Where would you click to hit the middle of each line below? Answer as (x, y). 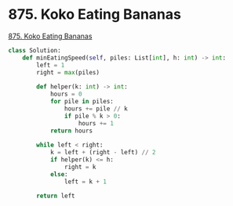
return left (56, 196)
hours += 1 (96, 123)
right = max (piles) (68, 72)
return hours (71, 131)
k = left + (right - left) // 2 (103, 153)
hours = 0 (66, 94)
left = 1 (51, 65)
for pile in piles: (82, 102)
